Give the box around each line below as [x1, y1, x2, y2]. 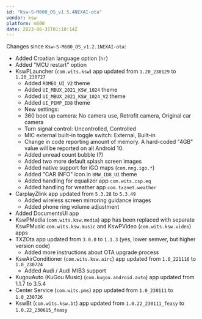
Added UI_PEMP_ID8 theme [24, 99, 90, 107]
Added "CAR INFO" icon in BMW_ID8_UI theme [24, 171, 137, 178]
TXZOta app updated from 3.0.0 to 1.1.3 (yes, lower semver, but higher [15, 236, 196, 243]
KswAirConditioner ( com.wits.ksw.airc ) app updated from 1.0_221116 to [15, 255, 197, 263]
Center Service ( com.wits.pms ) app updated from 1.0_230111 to [15, 287, 173, 294]
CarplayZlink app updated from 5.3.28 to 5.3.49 [15, 190, 136, 198]
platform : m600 [6, 20, 45, 26]
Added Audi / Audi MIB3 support [24, 267, 107, 274]
